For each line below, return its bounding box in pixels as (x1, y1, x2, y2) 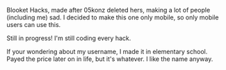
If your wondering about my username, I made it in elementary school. (6, 48, 208, 55)
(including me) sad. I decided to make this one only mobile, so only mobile (6, 13, 219, 21)
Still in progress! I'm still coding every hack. (6, 34, 131, 42)
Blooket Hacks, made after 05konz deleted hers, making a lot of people (6, 6, 211, 14)
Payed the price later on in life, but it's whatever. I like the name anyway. (6, 55, 213, 63)
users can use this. (6, 21, 61, 28)
